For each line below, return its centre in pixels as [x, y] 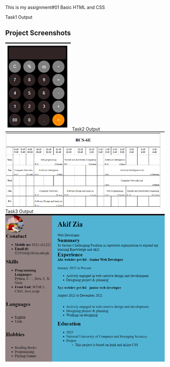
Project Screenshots [38, 33]
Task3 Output [19, 211]
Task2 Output [86, 129]
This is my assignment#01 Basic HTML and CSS [55, 7]
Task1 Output [19, 17]
